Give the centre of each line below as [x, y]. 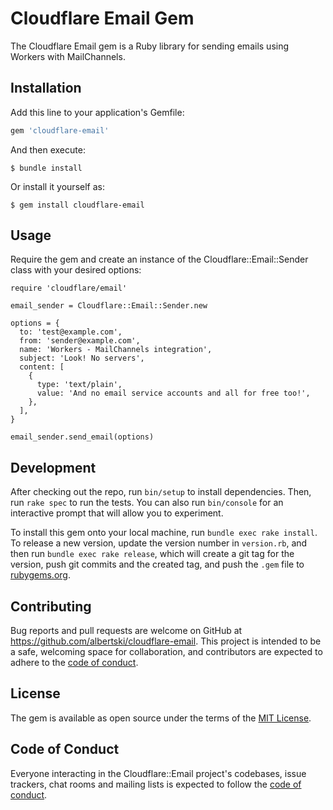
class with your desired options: [76, 270]
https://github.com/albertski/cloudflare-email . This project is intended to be [166, 641]
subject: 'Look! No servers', [82, 358]
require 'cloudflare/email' [69, 288]
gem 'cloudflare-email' [60, 130]
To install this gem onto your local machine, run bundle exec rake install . [164, 533]
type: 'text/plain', [79, 385]
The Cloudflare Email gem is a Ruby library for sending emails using [150, 46]
